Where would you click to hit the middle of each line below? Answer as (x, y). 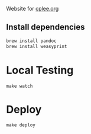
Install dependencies (45, 27)
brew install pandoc (32, 41)
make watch (19, 86)
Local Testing (40, 70)
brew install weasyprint (37, 46)
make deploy (21, 125)
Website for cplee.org (32, 9)
